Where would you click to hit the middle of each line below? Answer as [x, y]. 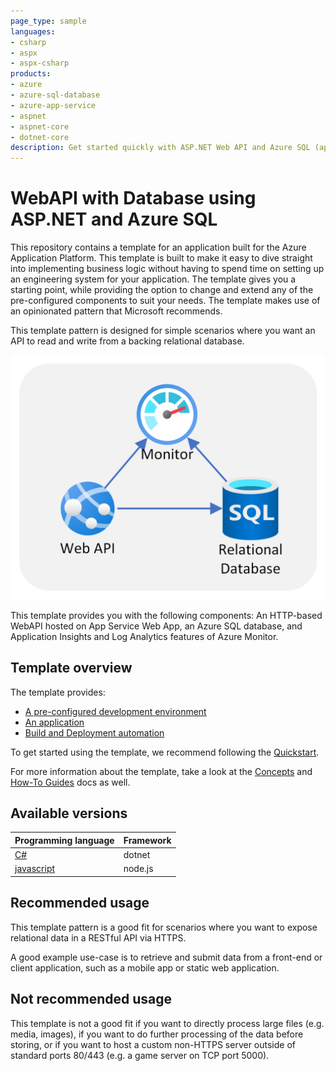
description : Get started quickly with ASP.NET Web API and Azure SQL [160, 148]
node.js [138, 869]
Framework [147, 840]
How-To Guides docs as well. [70, 782]
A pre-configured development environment [115, 711]
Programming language [64, 840]
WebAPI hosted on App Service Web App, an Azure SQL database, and [156, 626]
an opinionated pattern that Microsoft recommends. [116, 311]
